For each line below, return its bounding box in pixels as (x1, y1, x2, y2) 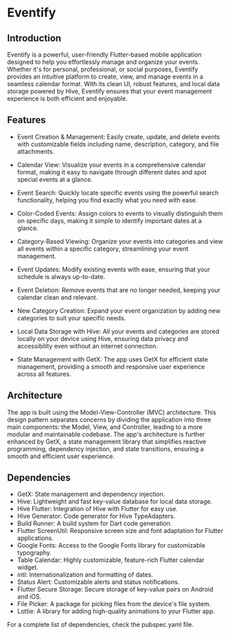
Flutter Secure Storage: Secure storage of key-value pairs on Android (16, 585, 214, 594)
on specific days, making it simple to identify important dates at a (16, 216, 203, 225)
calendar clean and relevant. (16, 293, 98, 301)
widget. (16, 563, 39, 572)
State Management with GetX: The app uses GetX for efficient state (16, 355, 208, 363)
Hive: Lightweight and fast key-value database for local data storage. (16, 497, 213, 506)
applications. (16, 534, 54, 542)
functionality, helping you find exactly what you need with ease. (16, 196, 198, 204)
